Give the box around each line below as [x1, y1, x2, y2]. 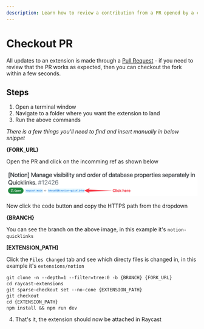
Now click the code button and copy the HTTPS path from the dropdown [6, 202, 188, 209]
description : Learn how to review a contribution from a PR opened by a [6, 10, 194, 16]
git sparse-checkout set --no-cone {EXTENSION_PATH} [6, 287, 143, 293]
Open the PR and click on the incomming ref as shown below [6, 158, 159, 165]
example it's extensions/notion [6, 262, 84, 270]
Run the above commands [15, 116, 81, 124]
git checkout [6, 293, 39, 299]
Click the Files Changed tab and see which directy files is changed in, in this [6, 256, 196, 263]
